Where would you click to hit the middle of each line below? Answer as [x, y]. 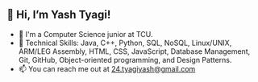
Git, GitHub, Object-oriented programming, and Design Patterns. [125, 59]
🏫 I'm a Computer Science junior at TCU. [85, 34]
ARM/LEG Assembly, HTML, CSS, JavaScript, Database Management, [134, 51]
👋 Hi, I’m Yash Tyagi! [59, 15]
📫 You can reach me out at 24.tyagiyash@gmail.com [107, 68]
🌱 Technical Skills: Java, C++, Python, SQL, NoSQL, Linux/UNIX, [125, 43]
